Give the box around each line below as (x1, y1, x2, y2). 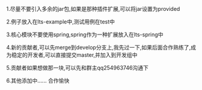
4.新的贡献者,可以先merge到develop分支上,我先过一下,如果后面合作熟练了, (6, 44, 191, 51)
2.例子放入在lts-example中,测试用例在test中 (6, 18, 115, 25)
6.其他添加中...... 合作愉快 (6, 77, 70, 84)
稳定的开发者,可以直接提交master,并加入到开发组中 (11, 51, 138, 59)
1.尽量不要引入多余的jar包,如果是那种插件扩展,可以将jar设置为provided (6, 5, 180, 12)
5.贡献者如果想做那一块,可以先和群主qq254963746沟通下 (6, 64, 149, 71)
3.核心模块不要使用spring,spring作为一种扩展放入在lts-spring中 (6, 31, 164, 38)
